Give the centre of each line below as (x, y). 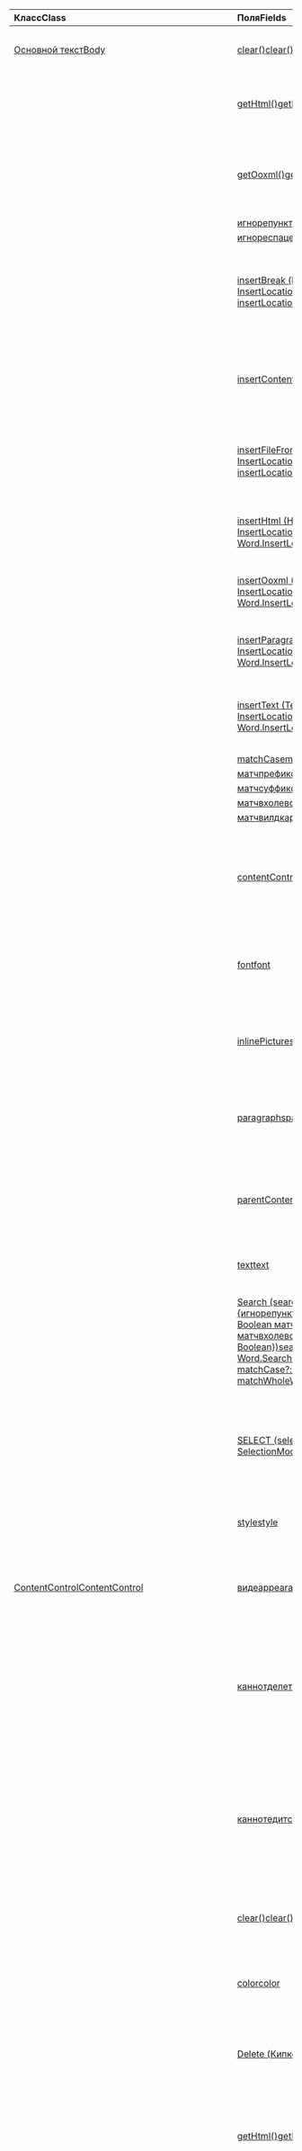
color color (258, 1983)
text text (253, 1265)
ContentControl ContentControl (79, 1588)
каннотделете (267, 1687)
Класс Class (40, 18)
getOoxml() (261, 174)
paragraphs (261, 1117)
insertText (258, 705)
